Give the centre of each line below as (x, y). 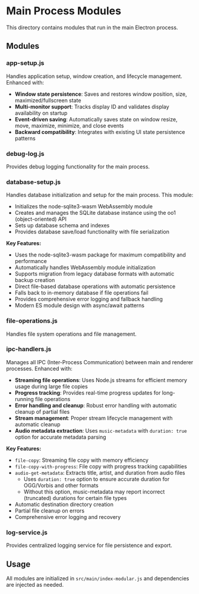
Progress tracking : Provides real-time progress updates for (88, 393)
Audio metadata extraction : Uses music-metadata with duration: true (101, 430)
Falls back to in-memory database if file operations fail (81, 293)
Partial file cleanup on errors (50, 511)
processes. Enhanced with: (39, 368)
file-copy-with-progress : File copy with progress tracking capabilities (101, 466)
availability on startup (41, 113)
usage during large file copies (51, 386)
